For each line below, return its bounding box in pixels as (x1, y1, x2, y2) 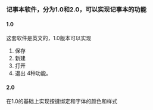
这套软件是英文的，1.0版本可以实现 (6, 35, 92, 42)
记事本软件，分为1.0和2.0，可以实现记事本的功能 (6, 5, 147, 13)
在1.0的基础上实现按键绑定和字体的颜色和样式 (6, 97, 118, 105)
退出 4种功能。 (14, 70, 52, 77)
